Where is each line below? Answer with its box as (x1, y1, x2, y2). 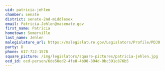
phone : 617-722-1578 (5, 49, 49, 54)
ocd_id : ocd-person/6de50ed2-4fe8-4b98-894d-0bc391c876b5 (5, 58, 129, 63)
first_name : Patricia (5, 26, 51, 31)
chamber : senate (5, 12, 39, 17)
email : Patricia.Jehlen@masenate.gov (5, 21, 84, 26)
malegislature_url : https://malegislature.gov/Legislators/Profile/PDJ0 (5, 40, 160, 45)
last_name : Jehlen (5, 35, 44, 40)
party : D (5, 44, 24, 49)
